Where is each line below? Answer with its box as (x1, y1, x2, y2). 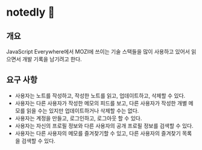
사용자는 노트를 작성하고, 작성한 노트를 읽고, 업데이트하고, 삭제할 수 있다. (14, 92, 186, 99)
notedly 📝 (6, 5, 55, 19)
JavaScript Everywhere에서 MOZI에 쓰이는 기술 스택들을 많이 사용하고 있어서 (6, 48, 190, 55)
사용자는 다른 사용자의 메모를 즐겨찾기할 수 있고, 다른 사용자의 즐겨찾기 (14, 130, 181, 137)
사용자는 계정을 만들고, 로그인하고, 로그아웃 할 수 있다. (14, 114, 142, 122)
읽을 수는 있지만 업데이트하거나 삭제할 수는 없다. (26, 107, 139, 114)
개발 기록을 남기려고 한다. (22, 55, 83, 63)
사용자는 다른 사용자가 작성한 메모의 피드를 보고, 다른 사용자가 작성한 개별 (14, 99, 188, 107)
